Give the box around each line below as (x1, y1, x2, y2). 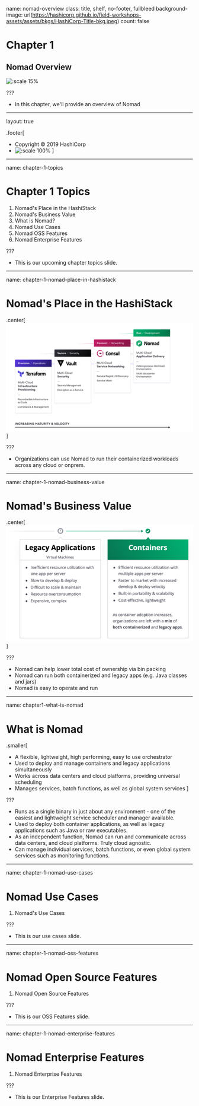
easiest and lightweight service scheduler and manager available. (14, 814, 175, 821)
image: (6, 11, 23, 18)
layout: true (6, 118, 34, 125)
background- (156, 5, 188, 12)
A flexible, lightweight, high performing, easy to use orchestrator (14, 754, 173, 761)
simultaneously (14, 766, 52, 773)
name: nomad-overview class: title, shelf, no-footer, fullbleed (6, 5, 155, 12)
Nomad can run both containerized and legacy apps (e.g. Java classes (14, 672, 188, 679)
